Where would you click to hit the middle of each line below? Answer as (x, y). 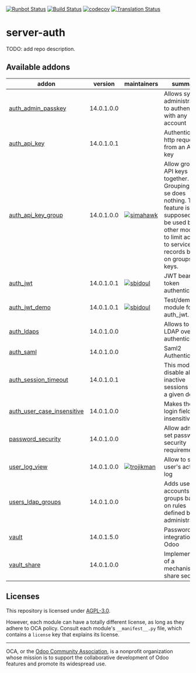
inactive (175, 379)
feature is (177, 208)
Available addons (38, 67)
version (104, 84)
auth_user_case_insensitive (46, 411)
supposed (178, 215)
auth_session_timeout (39, 379)
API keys (176, 171)
